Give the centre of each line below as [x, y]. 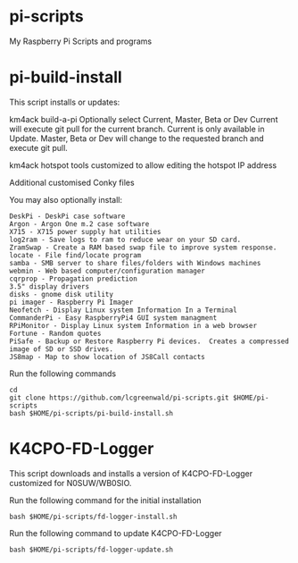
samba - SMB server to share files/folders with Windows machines [135, 263]
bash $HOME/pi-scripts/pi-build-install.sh [91, 413]
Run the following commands [63, 374]
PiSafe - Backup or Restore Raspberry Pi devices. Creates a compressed [149, 341]
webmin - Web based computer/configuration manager [107, 271]
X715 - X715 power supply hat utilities [86, 231]
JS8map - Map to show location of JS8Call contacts [107, 357]
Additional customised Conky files [72, 182]
